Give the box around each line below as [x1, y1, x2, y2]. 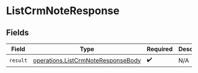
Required [146, 45, 173, 53]
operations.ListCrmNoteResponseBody [33, 56, 141, 64]
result [9, 57, 28, 64]
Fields [6, 28, 29, 38]
